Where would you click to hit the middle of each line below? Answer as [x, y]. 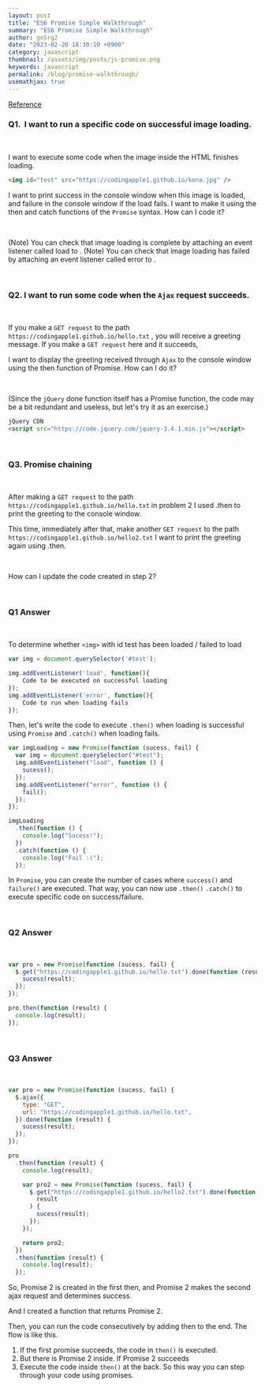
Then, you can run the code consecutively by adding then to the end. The [128, 1326]
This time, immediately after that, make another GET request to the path [124, 529]
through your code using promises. [77, 1375]
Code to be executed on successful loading [95, 681]
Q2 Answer [30, 933]
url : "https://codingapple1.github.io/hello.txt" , [107, 1112]
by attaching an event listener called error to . [82, 259]
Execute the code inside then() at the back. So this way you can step [132, 1367]
